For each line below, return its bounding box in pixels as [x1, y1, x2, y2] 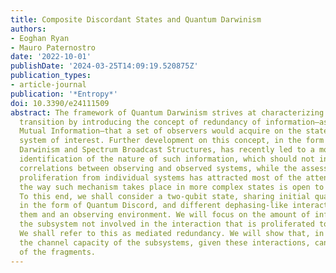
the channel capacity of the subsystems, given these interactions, [19, 237, 311, 248]
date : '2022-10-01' [10, 52, 92, 62]
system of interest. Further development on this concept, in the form [19, 136, 325, 146]
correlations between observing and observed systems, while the [19, 163, 298, 173]
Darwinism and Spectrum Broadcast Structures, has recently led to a [19, 145, 315, 155]
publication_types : [10, 71, 92, 81]
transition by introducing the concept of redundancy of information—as [19, 117, 329, 127]
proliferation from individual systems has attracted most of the [19, 172, 302, 183]
